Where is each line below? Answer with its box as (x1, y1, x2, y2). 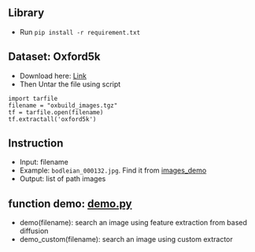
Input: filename (19, 157, 68, 167)
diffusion (19, 226, 49, 235)
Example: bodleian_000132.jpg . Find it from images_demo (19, 165, 207, 176)
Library (8, 6, 45, 20)
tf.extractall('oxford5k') (8, 115, 97, 123)
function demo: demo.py (8, 197, 132, 210)
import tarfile (8, 94, 58, 102)
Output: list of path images (19, 174, 106, 183)
